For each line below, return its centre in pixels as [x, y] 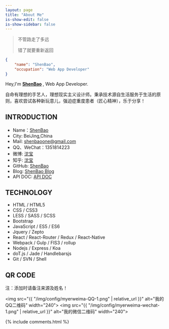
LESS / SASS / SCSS [34, 216]
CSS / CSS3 [25, 210]
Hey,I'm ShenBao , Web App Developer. [47, 84]
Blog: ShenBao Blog [33, 171]
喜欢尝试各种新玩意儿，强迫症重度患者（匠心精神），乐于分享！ [80, 100]
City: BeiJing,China [32, 136]
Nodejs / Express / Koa [37, 248]
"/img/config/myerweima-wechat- [124, 305]
